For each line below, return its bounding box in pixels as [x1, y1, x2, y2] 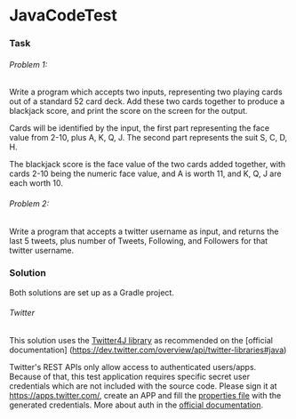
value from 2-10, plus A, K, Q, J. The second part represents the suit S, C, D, [9, 133, 287, 143]
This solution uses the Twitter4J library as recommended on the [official [9, 335, 274, 346]
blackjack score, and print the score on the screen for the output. [9, 106, 248, 117]
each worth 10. [9, 178, 64, 189]
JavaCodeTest [9, 5, 118, 26]
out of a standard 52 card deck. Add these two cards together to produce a [9, 96, 285, 107]
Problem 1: [9, 59, 48, 69]
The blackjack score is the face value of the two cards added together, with [9, 159, 286, 170]
